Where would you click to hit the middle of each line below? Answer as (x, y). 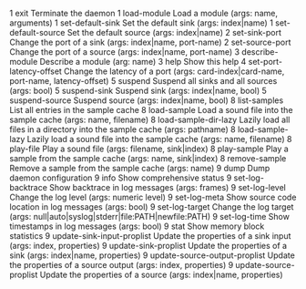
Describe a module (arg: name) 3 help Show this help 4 (143, 62)
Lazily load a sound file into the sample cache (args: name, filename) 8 (160, 139)
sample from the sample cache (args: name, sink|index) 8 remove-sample (148, 158)
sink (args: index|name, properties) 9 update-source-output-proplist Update (153, 255)
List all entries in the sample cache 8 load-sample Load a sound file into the (151, 110)
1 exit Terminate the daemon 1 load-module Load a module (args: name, (143, 13)
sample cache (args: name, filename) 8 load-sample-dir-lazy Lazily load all (150, 119)
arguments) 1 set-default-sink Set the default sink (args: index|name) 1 (141, 23)
